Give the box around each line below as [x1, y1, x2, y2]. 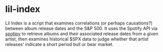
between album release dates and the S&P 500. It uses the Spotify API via [5, 25, 158, 31]
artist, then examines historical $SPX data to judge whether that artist [5, 36, 149, 42]
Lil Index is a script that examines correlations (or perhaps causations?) [5, 20, 153, 26]
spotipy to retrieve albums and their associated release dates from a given [5, 30, 158, 36]
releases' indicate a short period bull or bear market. [5, 41, 114, 47]
